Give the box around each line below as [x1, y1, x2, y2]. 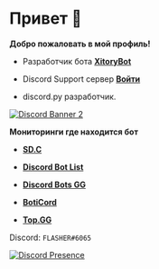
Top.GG [22, 214, 52, 225]
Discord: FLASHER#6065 [9, 232, 92, 243]
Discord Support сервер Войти [22, 73, 141, 85]
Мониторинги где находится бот [9, 126, 138, 137]
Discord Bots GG [22, 179, 86, 190]
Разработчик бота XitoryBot [22, 55, 132, 66]
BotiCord [22, 196, 57, 207]
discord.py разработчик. [22, 91, 117, 102]
